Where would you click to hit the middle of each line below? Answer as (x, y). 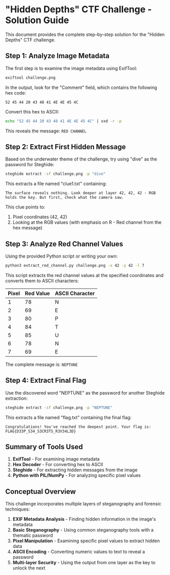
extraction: (17, 398)
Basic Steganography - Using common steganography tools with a (83, 530)
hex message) (27, 228)
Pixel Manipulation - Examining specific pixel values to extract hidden (86, 541)
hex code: (16, 93)
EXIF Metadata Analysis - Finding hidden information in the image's (84, 519)
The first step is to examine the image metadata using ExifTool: (71, 68)
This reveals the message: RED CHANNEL (46, 131)
